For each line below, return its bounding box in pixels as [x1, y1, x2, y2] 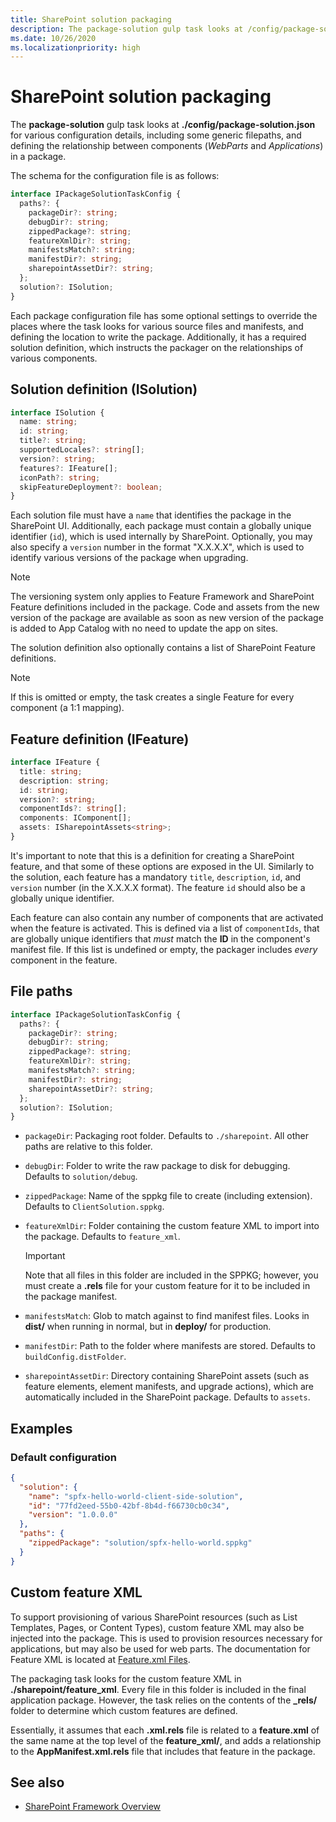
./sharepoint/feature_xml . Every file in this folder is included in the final [10, 1683, 307, 1695]
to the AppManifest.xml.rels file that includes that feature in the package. [10, 1745, 316, 1757]
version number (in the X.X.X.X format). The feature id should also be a [10, 881, 306, 893]
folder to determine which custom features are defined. [10, 1704, 238, 1716]
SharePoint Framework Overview [24, 1801, 162, 1813]
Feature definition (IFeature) [10, 731, 190, 748]
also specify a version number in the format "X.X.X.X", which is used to [10, 541, 305, 553]
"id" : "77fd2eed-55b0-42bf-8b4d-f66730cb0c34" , [28, 1501, 230, 1511]
